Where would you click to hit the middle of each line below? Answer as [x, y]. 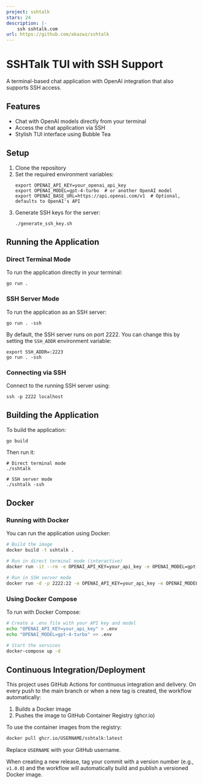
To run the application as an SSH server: [56, 312]
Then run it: [21, 452]
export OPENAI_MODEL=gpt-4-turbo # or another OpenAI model [94, 191]
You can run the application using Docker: [58, 533]
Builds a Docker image [43, 709]
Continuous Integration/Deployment [76, 670]
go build [17, 441]
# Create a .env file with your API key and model [71, 623]
